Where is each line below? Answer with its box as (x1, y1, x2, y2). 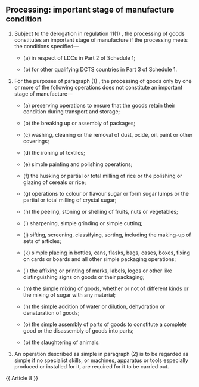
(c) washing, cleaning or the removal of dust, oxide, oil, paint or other (23, 131, 193, 138)
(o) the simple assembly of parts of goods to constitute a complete (23, 321, 187, 328)
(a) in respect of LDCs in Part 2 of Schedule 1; (23, 54, 136, 62)
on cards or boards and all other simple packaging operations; (23, 255, 176, 262)
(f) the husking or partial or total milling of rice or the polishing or (23, 172, 182, 179)
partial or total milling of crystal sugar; (23, 196, 117, 204)
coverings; (23, 137, 49, 145)
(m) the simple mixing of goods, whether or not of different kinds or (23, 285, 189, 292)
